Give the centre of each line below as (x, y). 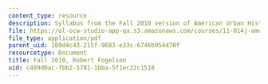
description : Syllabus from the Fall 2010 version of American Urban (126, 23)
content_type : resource (48, 16)
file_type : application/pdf (55, 38)
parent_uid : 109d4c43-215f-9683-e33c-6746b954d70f (94, 46)
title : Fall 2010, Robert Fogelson (67, 61)
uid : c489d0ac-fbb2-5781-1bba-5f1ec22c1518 (82, 68)
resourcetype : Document (48, 53)
